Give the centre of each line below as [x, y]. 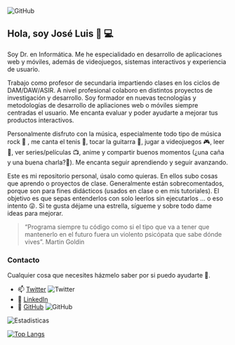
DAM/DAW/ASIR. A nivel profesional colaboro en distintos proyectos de [110, 90]
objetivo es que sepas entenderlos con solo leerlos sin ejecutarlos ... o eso [115, 198]
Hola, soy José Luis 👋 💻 [60, 34]
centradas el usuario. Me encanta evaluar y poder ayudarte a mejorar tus [113, 112]
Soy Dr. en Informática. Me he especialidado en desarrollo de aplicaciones [115, 54]
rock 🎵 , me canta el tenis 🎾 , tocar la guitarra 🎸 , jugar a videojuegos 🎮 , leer [116, 141]
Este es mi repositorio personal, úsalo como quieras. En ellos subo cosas [113, 176]
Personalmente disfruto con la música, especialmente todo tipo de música [114, 134]
